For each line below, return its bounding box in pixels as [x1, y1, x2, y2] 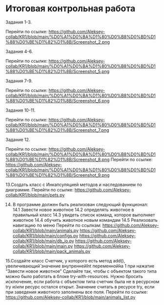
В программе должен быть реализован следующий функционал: [12, 201, 148, 207]
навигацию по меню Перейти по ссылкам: [12, 222, 102, 228]
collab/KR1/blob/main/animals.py [12, 227, 79, 233]
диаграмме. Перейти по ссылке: [5, 187, 74, 192]
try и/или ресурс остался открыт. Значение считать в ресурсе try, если [5, 283, 155, 289]
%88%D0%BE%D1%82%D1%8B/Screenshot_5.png [5, 68, 110, 74]
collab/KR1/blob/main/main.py [12, 243, 73, 249]
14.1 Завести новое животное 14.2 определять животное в [12, 207, 134, 212]
